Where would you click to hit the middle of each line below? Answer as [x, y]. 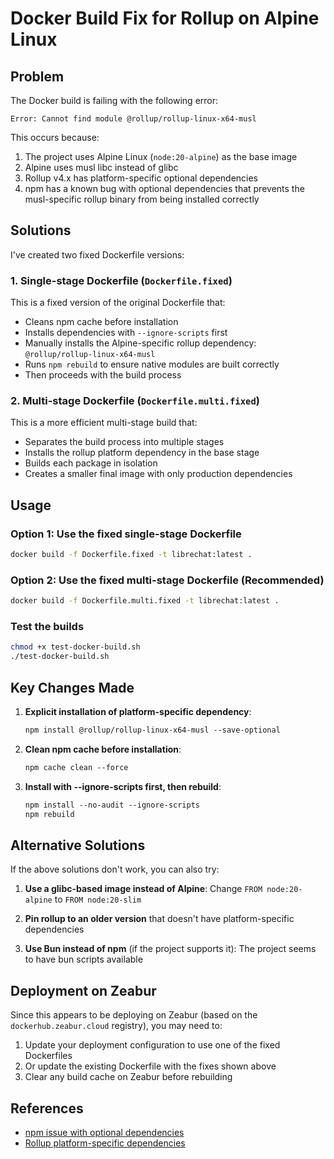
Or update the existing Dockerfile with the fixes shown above [150, 1066]
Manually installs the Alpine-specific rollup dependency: [140, 343]
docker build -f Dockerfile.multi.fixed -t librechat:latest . [145, 601]
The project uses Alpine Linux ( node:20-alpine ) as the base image [161, 156]
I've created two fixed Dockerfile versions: [97, 254]
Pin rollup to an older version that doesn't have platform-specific [159, 919]
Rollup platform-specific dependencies [105, 1143]
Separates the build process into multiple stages [124, 442]
